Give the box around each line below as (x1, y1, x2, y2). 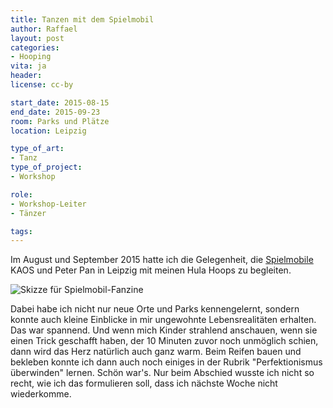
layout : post (10, 33, 65, 43)
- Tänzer (10, 208, 47, 218)
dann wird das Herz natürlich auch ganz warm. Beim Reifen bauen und (10, 346, 302, 358)
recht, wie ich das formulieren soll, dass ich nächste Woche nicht (10, 377, 278, 390)
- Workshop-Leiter (10, 199, 87, 209)
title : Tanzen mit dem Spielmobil (10, 14, 155, 25)
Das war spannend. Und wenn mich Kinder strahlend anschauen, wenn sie (10, 324, 318, 336)
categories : (10, 42, 60, 53)
